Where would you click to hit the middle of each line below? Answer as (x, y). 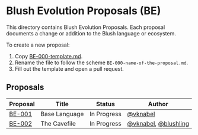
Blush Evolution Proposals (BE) (84, 11)
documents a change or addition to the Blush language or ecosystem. (91, 33)
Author (158, 104)
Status (106, 104)
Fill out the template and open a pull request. (69, 68)
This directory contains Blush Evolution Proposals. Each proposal (86, 27)
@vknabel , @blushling (158, 123)
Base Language (62, 114)
